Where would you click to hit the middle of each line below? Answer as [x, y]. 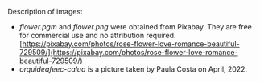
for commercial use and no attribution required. [97, 35]
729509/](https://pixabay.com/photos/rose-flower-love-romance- [128, 52]
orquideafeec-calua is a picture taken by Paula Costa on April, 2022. [133, 69]
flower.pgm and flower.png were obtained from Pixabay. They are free [136, 27]
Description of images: [45, 12]
